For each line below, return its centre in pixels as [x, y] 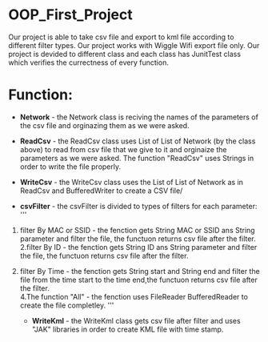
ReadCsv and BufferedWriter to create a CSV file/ [101, 191]
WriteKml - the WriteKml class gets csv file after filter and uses [136, 320]
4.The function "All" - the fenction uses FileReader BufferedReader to [134, 296]
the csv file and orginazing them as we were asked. [104, 125]
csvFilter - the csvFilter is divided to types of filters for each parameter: [138, 206]
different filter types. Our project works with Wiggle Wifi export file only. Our [134, 45]
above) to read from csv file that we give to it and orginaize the [123, 149]
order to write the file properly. [70, 167]
